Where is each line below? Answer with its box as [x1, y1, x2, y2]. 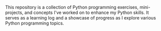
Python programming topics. [5, 20, 64, 26]
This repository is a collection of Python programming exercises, [5, 4, 139, 10]
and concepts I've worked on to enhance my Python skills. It [24, 9, 149, 15]
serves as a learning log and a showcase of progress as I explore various [5, 15, 156, 20]
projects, [5, 9, 24, 15]
